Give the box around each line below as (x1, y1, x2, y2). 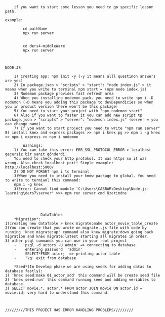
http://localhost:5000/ (5, 165, 54, 170)
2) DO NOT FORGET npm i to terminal (14, 169, 90, 174)
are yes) (5, 78, 23, 83)
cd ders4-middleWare (23, 44, 65, 48)
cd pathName (23, 26, 48, 31)
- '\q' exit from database (14, 256, 77, 261)
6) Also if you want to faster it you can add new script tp (14, 113, 142, 118)
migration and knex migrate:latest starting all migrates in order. (5, 234, 149, 239)
